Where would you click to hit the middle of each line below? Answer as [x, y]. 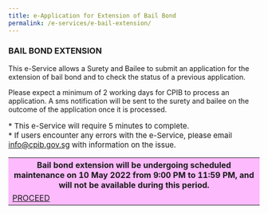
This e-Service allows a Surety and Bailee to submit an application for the [129, 68]
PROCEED [31, 198]
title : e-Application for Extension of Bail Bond [93, 16]
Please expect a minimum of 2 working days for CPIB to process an [119, 92]
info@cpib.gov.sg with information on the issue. [93, 145]
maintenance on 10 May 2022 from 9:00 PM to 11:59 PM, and [134, 175]
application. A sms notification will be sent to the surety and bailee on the [129, 101]
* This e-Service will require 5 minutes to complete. [99, 126]
